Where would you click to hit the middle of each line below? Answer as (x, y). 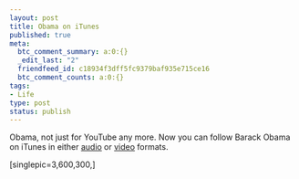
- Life (22, 94)
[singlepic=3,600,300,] (52, 164)
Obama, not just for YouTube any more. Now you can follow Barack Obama (150, 137)
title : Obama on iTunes (55, 26)
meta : (20, 43)
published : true (40, 35)
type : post (30, 103)
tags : (20, 86)
